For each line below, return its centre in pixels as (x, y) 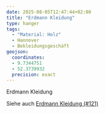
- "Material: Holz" (37, 35)
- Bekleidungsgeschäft (41, 46)
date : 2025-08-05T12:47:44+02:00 (49, 12)
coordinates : (28, 57)
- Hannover (26, 40)
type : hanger (23, 23)
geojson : (17, 52)
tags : (13, 29)
